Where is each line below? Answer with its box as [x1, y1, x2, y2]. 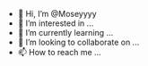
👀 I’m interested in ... [17, 18, 94, 29]
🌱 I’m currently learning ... [17, 28, 114, 37]
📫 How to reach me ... [17, 47, 101, 57]
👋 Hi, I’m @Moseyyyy [17, 9, 97, 19]
